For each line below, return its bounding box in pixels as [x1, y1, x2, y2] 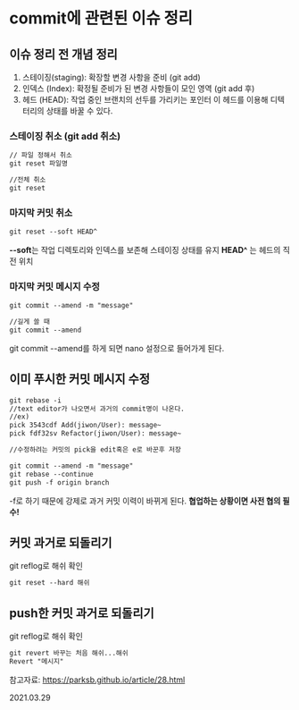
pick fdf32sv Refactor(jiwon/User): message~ [9, 429, 181, 438]
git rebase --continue [9, 469, 94, 478]
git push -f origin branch [9, 478, 110, 487]
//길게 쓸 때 [9, 317, 51, 326]
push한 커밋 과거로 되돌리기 [9, 605, 154, 621]
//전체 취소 [9, 175, 46, 184]
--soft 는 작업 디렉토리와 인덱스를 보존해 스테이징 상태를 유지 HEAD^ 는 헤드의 [9, 244, 281, 255]
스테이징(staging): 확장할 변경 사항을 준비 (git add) [21, 72, 201, 82]
